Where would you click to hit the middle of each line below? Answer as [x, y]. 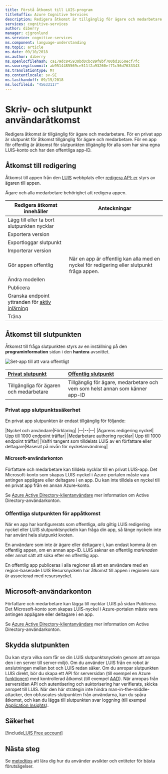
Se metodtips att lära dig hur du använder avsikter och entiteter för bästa [80, 761]
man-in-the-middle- [129, 689]
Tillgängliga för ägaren [34, 385]
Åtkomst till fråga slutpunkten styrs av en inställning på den [66, 346]
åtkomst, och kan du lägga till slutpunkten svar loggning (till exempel [76, 700]
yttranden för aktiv [29, 302]
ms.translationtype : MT [30, 71]
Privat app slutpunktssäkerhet [43, 410]
